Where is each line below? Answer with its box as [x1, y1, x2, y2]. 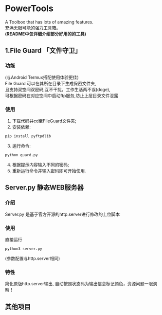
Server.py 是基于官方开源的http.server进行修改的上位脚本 [5, 211, 120, 217]
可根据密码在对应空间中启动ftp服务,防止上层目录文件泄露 [5, 93, 118, 98]
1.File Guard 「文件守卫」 [5, 47, 82, 55]
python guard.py [5, 152, 38, 157]
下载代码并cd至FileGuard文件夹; [12, 118, 76, 124]
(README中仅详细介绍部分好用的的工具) [5, 31, 87, 37]
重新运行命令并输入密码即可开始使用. [12, 167, 86, 173]
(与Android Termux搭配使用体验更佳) [5, 74, 79, 80]
